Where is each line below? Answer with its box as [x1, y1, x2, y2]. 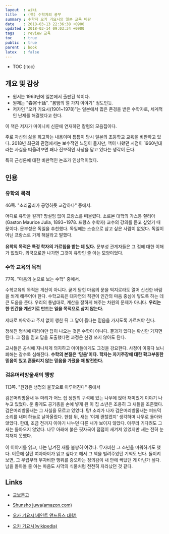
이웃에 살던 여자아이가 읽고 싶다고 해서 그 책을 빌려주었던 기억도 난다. [12, 450, 148, 456]
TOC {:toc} [12, 64, 35, 70]
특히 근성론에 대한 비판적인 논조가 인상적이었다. [5, 157, 98, 163]
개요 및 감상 [5, 79, 39, 88]
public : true [5, 40, 37, 45]
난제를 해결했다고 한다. [18, 112, 63, 118]
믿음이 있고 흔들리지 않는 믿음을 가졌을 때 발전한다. [5, 358, 104, 364]
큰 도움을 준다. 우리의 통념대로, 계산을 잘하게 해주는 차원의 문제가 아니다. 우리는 [5, 300, 161, 306]
